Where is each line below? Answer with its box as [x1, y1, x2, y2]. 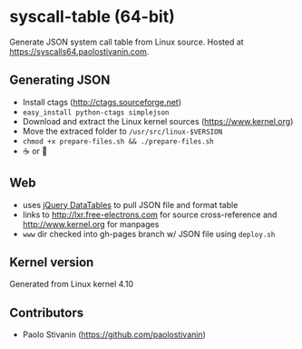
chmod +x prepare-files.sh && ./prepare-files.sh [22, 136, 215, 146]
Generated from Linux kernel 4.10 [9, 279, 134, 290]
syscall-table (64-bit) [9, 6, 175, 27]
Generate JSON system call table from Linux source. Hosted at [9, 36, 244, 47]
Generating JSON [9, 73, 111, 88]
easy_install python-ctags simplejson [22, 107, 170, 117]
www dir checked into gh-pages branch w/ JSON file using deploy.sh [22, 228, 276, 239]
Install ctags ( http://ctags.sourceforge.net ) [22, 96, 182, 107]
